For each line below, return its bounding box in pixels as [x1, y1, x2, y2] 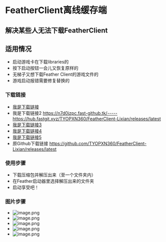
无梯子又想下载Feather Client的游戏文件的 [12, 71, 98, 78]
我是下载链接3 [12, 121, 42, 128]
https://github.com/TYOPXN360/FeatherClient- [49, 140, 146, 146]
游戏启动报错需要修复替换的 [12, 78, 70, 84]
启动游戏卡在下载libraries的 [12, 59, 69, 65]
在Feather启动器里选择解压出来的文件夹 [12, 178, 94, 184]
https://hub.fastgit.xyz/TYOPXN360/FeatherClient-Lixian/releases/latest [12, 116, 161, 122]
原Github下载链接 [12, 140, 48, 146]
